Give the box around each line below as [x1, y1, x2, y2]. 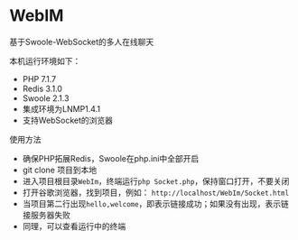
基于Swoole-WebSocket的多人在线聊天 [9, 36, 154, 47]
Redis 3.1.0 [22, 83, 63, 94]
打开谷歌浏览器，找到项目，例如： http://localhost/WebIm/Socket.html [22, 187, 290, 198]
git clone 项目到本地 [22, 164, 98, 175]
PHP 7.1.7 [22, 73, 57, 84]
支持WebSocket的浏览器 [22, 115, 114, 125]
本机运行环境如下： [9, 55, 81, 66]
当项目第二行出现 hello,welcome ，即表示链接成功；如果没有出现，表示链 [22, 198, 289, 208]
